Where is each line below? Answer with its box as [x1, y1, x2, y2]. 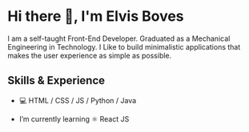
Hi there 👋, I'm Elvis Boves [7, 7, 185, 26]
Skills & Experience [7, 74, 106, 87]
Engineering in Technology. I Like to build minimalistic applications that [7, 42, 241, 51]
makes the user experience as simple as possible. [7, 50, 172, 60]
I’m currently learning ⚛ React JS [18, 114, 130, 123]
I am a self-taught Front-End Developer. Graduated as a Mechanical [7, 34, 231, 43]
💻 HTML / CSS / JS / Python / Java [18, 95, 137, 105]
